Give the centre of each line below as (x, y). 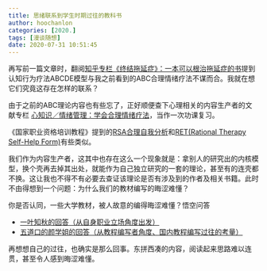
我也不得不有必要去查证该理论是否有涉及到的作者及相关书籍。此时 (151, 178)
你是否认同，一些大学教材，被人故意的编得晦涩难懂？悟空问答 (109, 205)
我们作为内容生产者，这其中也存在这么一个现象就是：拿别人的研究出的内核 (130, 158)
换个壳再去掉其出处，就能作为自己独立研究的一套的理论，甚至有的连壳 (137, 169)
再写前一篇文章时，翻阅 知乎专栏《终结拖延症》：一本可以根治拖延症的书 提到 (132, 69)
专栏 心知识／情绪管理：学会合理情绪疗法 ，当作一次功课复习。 (117, 115)
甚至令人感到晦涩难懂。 (60, 259)
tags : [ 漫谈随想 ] (35, 38)
